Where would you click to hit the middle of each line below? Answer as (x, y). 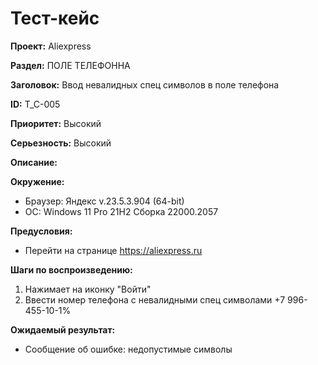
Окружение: (37, 181)
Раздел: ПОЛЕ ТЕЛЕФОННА (70, 65)
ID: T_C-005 (35, 104)
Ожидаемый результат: (63, 329)
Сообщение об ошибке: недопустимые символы (128, 349)
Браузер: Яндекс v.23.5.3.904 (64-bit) (104, 201)
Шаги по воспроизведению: (71, 269)
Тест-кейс (55, 18)
